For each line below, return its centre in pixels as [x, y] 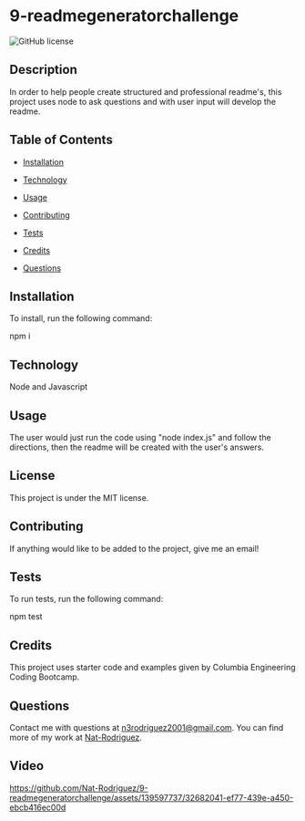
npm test [26, 617]
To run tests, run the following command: [86, 599]
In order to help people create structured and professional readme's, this [146, 91]
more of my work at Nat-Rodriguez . [76, 738]
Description [43, 70]
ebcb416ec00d [38, 807]
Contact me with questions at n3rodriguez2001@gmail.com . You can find [147, 728]
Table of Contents [61, 140]
